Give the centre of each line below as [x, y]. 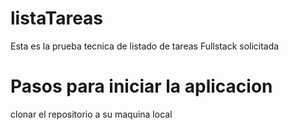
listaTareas [57, 18]
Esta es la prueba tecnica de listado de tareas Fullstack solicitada [145, 46]
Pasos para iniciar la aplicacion [141, 86]
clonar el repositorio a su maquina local [91, 114]
